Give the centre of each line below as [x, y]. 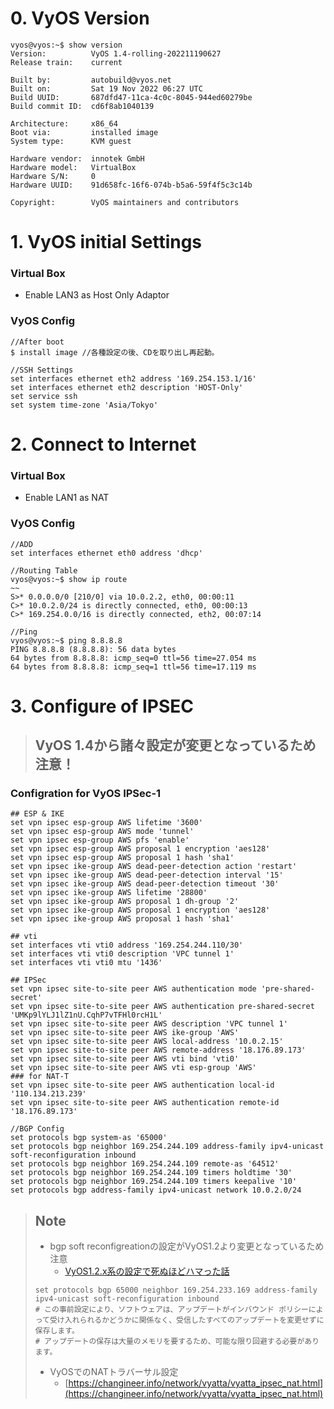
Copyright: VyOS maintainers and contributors [125, 202]
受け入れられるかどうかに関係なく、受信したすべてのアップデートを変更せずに [187, 1320]
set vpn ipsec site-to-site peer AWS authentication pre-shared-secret [162, 1007]
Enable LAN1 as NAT [67, 498]
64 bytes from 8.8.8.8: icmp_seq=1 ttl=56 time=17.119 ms [133, 667]
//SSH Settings [42, 370]
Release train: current [66, 62]
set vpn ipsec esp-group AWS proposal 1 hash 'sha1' [122, 858]
